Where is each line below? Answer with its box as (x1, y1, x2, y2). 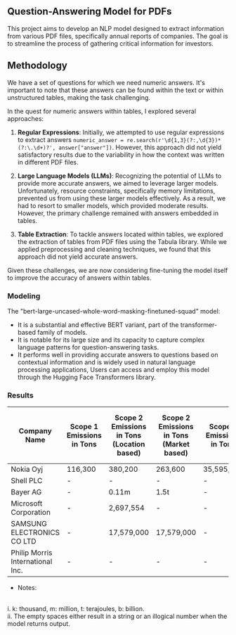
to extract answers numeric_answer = (17, 135, 124, 143)
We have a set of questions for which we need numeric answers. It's (7, 78, 206, 86)
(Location (112, 440, 145, 449)
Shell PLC (11, 476, 43, 486)
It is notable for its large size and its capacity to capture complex (17, 335, 205, 344)
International (11, 557, 53, 567)
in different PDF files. (17, 158, 79, 166)
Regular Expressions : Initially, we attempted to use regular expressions (17, 128, 225, 136)
